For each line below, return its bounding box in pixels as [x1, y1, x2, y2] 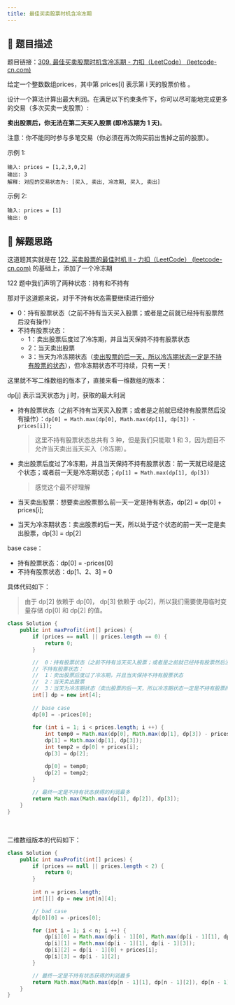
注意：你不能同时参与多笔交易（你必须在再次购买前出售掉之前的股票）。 [7, 134, 213, 142]
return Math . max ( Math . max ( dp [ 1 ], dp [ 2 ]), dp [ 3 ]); [32, 795, 180, 802]
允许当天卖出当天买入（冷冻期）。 [34, 444, 131, 453]
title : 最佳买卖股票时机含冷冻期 [7, 10, 92, 18]
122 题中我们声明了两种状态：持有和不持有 [7, 279, 129, 287]
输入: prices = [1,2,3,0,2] [7, 164, 87, 171]
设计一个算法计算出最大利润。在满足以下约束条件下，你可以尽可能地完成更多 [7, 95, 228, 104]
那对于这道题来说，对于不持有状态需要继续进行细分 [7, 294, 155, 302]
